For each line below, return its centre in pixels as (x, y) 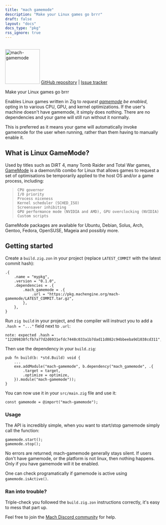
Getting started (29, 246)
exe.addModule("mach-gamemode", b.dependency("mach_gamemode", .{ (84, 366)
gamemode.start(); (24, 440)
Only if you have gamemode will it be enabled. (52, 463)
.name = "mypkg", (32, 277)
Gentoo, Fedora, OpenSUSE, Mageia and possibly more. (62, 230)
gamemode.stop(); (23, 444)
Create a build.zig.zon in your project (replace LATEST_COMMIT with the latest (83, 258)
